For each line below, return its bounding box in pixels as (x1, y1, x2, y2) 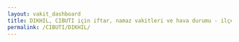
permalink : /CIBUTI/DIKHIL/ (7, 23, 91, 31)
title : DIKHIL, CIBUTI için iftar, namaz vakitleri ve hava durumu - (7, 17, 218, 24)
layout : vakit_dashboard (7, 10, 81, 18)
